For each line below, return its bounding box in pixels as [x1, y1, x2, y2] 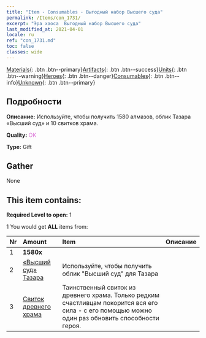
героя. [62, 321, 82, 330]
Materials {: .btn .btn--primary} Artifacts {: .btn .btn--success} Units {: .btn [6, 66, 187, 73]
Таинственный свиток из [62, 283, 136, 292]
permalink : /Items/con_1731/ [6, 15, 81, 21]
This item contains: [6, 194, 82, 205]
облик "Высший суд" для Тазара [62, 269, 159, 278]
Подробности [6, 96, 62, 107]
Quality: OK [6, 131, 37, 139]
